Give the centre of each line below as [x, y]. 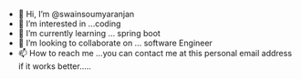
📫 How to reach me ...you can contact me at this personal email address [155, 53]
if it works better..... [54, 66]
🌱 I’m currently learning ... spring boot [89, 33]
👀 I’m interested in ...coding [69, 24]
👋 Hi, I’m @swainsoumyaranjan [76, 14]
